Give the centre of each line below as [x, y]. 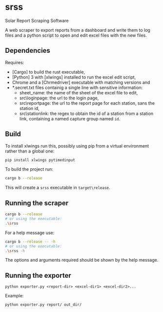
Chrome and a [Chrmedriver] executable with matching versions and [81, 82]
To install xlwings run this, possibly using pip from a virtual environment [77, 146]
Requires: [15, 62]
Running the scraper [37, 203]
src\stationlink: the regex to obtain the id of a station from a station [86, 113]
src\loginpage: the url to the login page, [59, 98]
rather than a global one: [30, 151]
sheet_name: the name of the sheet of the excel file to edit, [79, 92]
